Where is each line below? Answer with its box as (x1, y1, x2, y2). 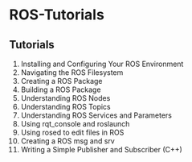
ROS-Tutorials (9, 6, 105, 24)
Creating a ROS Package (20, 77, 103, 85)
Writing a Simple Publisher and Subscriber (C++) (20, 145, 183, 154)
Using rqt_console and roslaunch (20, 119, 130, 128)
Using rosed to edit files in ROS (20, 127, 125, 137)
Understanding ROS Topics (20, 102, 111, 111)
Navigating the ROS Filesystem (20, 68, 124, 77)
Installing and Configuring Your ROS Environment (20, 59, 184, 69)
